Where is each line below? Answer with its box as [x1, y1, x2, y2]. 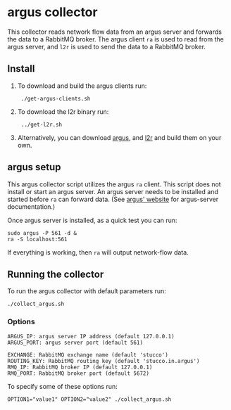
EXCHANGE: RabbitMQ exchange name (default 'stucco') [7, 351, 169, 359]
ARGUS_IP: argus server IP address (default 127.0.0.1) [7, 333, 175, 340]
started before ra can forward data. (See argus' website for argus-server [7, 195, 219, 203]
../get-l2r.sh [20, 121, 63, 128]
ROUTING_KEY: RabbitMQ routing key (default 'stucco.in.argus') [7, 357, 200, 364]
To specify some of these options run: [7, 382, 118, 390]
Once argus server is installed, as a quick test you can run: [7, 216, 177, 224]
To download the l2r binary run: [17, 107, 109, 116]
